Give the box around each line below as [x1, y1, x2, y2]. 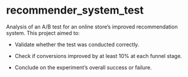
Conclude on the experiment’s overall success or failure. [14, 63, 152, 71]
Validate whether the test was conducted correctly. [14, 41, 140, 48]
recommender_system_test [6, 4, 144, 17]
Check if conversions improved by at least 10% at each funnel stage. [14, 52, 182, 59]
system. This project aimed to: [6, 29, 80, 36]
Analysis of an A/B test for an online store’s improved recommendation [6, 23, 178, 30]
